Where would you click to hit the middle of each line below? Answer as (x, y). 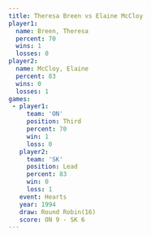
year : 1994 (38, 204)
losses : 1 (32, 91)
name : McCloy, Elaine (52, 69)
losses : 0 (32, 54)
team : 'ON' (45, 114)
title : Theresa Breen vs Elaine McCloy (76, 16)
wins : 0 (29, 84)
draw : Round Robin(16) (57, 212)
